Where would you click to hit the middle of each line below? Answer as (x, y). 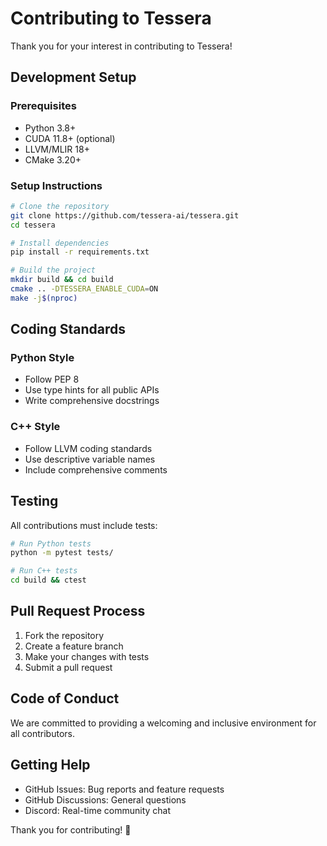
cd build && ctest (48, 580)
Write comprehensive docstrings (92, 401)
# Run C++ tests (44, 571)
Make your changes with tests (87, 656)
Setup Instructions (56, 185)
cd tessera (33, 225)
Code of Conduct (65, 698)
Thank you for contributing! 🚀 (71, 829)
